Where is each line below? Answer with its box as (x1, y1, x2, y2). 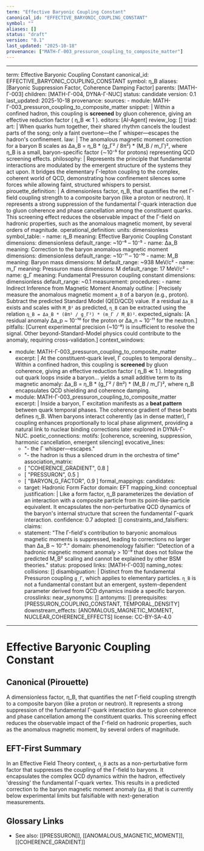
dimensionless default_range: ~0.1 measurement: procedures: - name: (6, 278, 182, 285)
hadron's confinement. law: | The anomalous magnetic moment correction (6, 135, 192, 143)
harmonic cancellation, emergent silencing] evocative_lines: (15, 438, 165, 446)
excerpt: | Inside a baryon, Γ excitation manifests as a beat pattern (15, 399, 182, 407)
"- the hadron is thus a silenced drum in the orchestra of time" (24, 451, 180, 458)
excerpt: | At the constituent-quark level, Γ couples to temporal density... (15, 354, 197, 362)
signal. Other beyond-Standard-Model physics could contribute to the (6, 329, 181, 337)
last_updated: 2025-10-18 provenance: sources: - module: (6, 97, 152, 104)
